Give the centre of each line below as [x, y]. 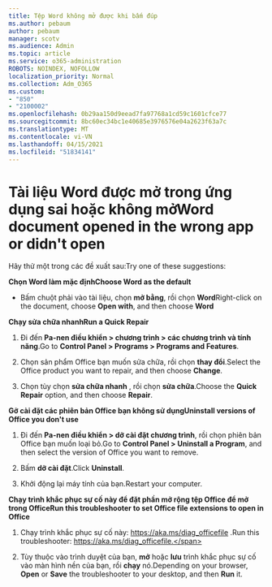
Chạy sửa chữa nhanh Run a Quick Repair [79, 322]
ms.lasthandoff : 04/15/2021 [56, 144]
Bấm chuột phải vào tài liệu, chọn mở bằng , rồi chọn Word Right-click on [141, 298]
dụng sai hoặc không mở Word [111, 209]
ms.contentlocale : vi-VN [50, 136]
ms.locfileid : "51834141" [52, 152]
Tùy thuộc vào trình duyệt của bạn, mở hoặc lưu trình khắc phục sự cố [138, 557]
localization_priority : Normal [61, 76]
